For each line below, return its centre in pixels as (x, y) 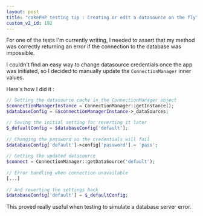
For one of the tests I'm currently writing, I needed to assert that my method (101, 40)
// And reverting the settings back (52, 190)
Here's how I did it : (31, 89)
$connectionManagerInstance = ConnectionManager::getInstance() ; (90, 106)
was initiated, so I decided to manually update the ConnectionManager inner (99, 71)
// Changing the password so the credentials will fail (78, 139)
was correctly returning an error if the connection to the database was (94, 46)
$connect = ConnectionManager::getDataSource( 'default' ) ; (81, 162)
